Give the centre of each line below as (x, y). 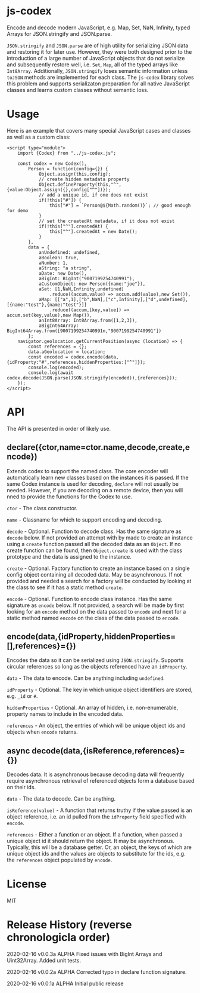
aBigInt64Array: (59, 326)
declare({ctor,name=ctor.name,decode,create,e (98, 447)
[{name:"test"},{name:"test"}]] (47, 305)
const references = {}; (57, 347)
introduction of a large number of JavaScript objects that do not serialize (96, 58)
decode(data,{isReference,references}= (108, 751)
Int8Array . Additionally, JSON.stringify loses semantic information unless (97, 71)
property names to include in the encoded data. (65, 714)
